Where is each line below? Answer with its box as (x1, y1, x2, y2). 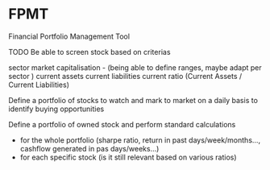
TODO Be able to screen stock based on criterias (8, 47, 171, 56)
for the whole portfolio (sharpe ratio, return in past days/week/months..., (19, 135, 260, 145)
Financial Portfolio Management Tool (8, 31, 131, 41)
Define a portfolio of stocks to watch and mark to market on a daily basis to (8, 95, 258, 105)
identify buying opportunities (8, 104, 105, 114)
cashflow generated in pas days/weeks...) (19, 143, 160, 153)
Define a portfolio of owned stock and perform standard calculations (8, 119, 236, 129)
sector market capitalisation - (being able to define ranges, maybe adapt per (8, 62, 262, 73)
